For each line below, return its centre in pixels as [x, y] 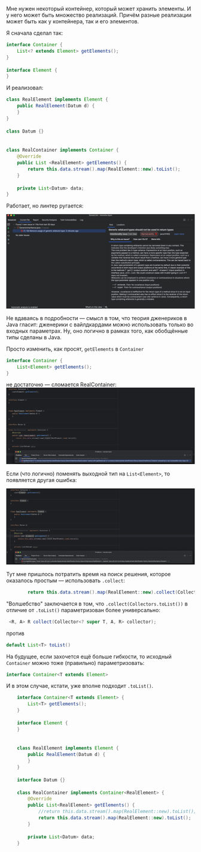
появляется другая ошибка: [42, 480]
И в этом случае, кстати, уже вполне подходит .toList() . [80, 686]
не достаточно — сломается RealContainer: [61, 385]
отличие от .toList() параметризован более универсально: [83, 610]
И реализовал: [25, 88]
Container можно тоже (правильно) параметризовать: [75, 663]
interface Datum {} [41, 780]
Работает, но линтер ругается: [45, 206]
